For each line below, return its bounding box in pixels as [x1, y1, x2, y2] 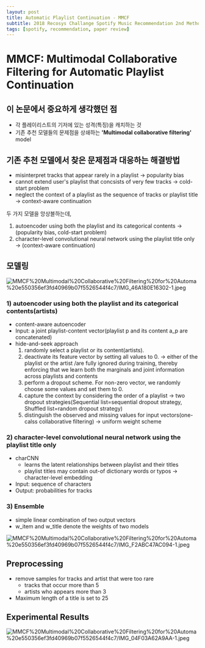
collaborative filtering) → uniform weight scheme [38, 418, 162, 425]
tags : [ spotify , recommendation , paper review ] [6, 26, 130, 32]
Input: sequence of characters [15, 480, 92, 488]
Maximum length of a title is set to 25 [15, 594, 109, 602]
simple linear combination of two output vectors [15, 516, 136, 524]
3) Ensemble [6, 502, 45, 511]
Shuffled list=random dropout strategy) [24, 405, 123, 412]
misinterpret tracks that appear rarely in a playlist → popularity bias [15, 171, 184, 179]
